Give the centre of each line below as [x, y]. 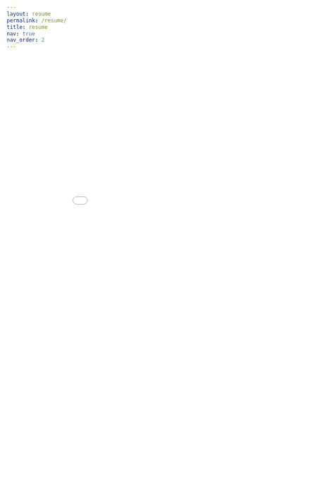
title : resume [27, 27]
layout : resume [29, 14]
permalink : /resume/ [37, 20]
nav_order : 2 [26, 40]
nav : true [21, 34]
